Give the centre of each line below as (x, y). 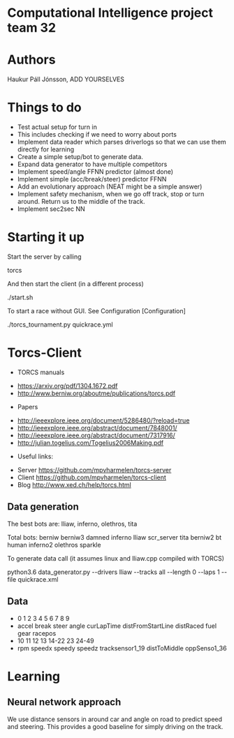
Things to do (44, 108)
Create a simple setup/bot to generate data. (80, 157)
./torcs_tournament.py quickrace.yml (60, 324)
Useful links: (35, 456)
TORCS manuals (41, 372)
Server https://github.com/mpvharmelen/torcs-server (94, 470)
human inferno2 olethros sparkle (54, 545)
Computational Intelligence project (110, 13)
